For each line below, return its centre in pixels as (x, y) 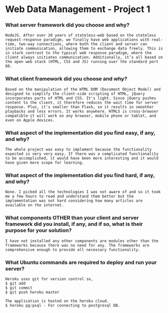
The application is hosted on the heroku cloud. (57, 301)
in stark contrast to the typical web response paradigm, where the (78, 53)
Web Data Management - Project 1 (78, 9)
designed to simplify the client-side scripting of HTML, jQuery (75, 94)
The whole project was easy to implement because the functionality (78, 149)
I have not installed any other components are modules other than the (82, 241)
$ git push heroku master (32, 292)
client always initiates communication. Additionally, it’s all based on (84, 57)
